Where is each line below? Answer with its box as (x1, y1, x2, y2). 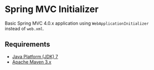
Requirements (5, 40, 50, 49)
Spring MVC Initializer (5, 4, 99, 15)
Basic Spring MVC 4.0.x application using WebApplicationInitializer (5, 20, 149, 26)
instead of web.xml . (5, 25, 44, 31)
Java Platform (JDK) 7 (12, 53, 58, 59)
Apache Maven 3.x (12, 59, 52, 65)
